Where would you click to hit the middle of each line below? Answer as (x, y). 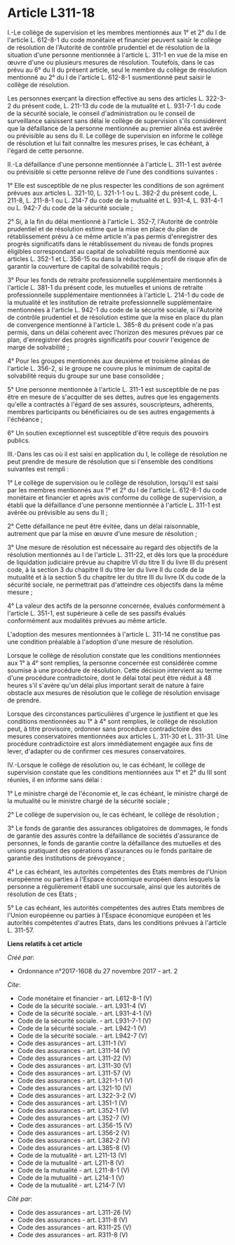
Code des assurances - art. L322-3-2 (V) (77, 1095)
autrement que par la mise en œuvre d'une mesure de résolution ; (102, 533)
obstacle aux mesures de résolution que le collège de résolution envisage (114, 692)
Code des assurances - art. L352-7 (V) (73, 1118)
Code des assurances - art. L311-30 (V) (74, 1065)
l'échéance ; (25, 419)
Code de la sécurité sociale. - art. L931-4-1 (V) (85, 1013)
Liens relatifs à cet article (45, 943)
